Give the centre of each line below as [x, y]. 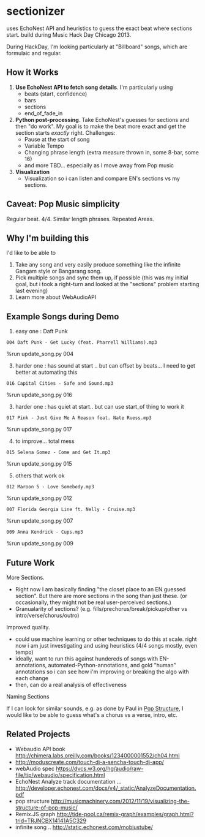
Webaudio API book [40, 749]
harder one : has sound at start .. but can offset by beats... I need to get [105, 366]
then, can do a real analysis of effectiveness [71, 685]
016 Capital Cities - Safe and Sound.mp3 [60, 384]
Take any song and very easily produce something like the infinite [98, 265]
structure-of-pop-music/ [46, 808]
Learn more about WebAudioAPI [56, 297]
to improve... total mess [45, 441]
